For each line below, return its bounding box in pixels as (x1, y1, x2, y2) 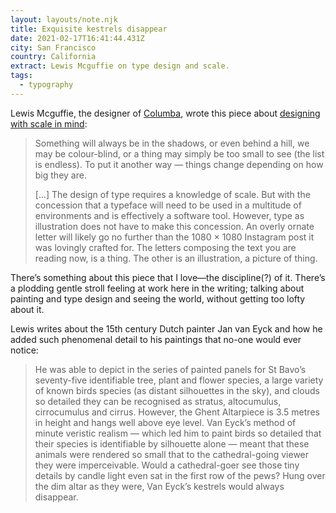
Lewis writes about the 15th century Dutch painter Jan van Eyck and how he (10, 322, 323, 335)
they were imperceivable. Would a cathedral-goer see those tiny (34, 459, 300, 471)
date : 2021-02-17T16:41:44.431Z (10, 33, 145, 43)
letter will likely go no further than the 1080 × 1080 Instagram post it (34, 231, 315, 243)
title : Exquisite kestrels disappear (10, 24, 168, 34)
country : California (10, 52, 97, 62)
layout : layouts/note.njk (10, 14, 118, 25)
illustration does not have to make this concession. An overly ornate (34, 220, 315, 232)
